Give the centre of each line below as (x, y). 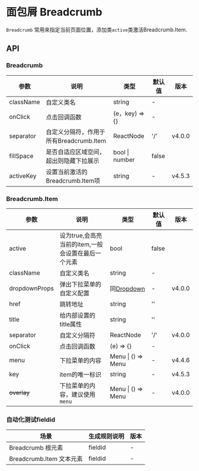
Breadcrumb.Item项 (73, 180)
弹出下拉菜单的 (81, 284)
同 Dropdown (127, 289)
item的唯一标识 (81, 375)
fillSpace (21, 156)
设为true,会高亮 (81, 236)
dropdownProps (32, 288)
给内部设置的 (78, 315)
